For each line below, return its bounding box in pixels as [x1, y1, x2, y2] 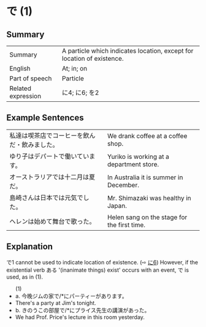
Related [9, 84, 32, 93]
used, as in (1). [6, 273, 44, 280]
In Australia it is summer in [107, 173, 183, 182]
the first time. [107, 220, 146, 229]
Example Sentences [6, 113, 84, 123]
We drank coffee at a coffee [107, 131, 188, 140]
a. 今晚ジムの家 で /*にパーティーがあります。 [15, 292, 128, 299]
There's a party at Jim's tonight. [15, 299, 96, 306]
